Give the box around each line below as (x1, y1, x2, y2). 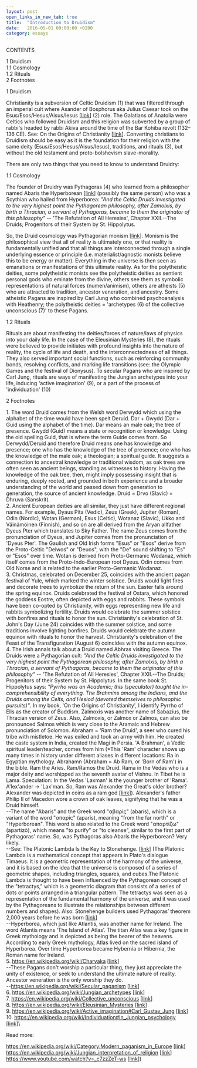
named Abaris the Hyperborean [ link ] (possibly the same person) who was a (6, 190, 191, 197)
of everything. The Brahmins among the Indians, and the (50, 689, 188, 696)
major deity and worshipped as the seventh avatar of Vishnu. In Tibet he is (6, 770, 186, 778)
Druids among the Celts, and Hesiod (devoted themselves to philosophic (6, 696, 182, 703)
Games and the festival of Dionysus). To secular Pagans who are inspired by (6, 368, 191, 375)
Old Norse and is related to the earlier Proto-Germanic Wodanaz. (6, 565, 163, 572)
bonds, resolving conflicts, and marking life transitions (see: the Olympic (6, 361, 181, 368)
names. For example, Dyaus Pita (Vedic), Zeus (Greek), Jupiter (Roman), (6, 508, 181, 516)
